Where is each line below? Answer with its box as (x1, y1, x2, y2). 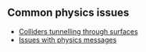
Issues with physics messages (18, 35, 117, 44)
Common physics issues (7, 6, 130, 19)
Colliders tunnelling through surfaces (18, 26, 138, 36)
